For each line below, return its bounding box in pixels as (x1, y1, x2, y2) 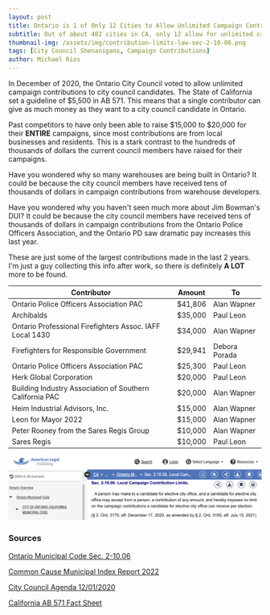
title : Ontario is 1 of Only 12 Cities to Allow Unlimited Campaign (8, 21, 243, 30)
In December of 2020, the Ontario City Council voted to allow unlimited (8, 79, 243, 88)
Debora (212, 341, 239, 351)
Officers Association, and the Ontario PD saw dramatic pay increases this (8, 228, 252, 238)
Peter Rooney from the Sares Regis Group (11, 426, 150, 435)
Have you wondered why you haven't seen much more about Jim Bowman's (8, 202, 260, 212)
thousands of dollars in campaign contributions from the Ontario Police (8, 220, 243, 229)
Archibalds (11, 310, 48, 320)
